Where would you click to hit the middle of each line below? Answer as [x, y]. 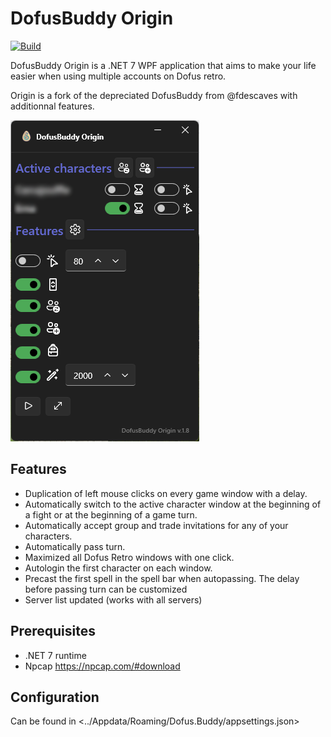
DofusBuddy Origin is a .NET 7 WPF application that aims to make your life [163, 65]
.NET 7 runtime [55, 655]
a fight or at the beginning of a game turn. [111, 514]
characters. [48, 536]
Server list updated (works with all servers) [113, 599]
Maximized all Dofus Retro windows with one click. [129, 557]
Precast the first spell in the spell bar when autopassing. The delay [162, 578]
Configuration [55, 697]
